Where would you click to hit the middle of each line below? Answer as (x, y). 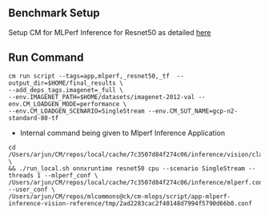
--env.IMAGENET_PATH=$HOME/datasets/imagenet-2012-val (102, 97)
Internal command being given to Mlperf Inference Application (122, 133)
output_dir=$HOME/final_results (62, 83)
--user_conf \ (32, 189)
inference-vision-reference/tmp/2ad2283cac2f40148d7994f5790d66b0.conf (130, 203)
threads (21, 175)
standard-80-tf (34, 118)
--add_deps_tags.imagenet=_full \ (66, 90)
